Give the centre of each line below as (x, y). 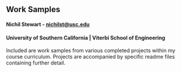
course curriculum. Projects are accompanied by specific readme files (90, 57)
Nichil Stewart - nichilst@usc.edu (48, 24)
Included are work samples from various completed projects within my (91, 51)
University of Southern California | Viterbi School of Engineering (86, 38)
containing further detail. (36, 63)
